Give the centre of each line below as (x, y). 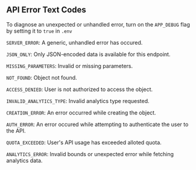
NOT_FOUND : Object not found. (42, 77)
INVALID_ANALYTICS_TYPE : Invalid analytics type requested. (78, 101)
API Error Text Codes (46, 10)
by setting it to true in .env (39, 31)
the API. (16, 131)
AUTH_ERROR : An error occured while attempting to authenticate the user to (97, 124)
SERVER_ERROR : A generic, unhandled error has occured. (74, 42)
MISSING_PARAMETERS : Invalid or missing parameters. (70, 66)
